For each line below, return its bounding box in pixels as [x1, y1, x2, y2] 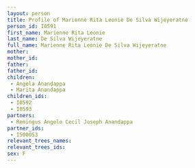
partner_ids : [7, 125, 44, 132]
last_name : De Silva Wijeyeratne [7, 36, 103, 43]
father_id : [7, 67, 38, 74]
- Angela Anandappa [10, 80, 66, 87]
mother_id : [7, 55, 38, 62]
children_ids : [7, 93, 48, 100]
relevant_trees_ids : [7, 144, 66, 151]
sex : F [7, 150, 26, 158]
